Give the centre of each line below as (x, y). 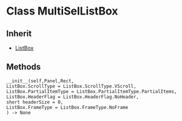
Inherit (19, 34)
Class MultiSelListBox (62, 11)
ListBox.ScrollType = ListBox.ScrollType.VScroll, (71, 86)
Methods (24, 67)
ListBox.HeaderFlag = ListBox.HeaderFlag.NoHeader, (73, 97)
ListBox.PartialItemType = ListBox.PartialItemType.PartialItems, (92, 91)
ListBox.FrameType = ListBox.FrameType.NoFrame (67, 107)
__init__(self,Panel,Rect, (40, 81)
